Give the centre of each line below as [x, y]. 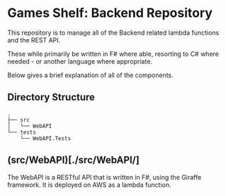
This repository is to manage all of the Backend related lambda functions [113, 33]
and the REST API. [34, 40]
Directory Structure [51, 97]
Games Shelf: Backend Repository [110, 13]
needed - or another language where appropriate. [80, 61]
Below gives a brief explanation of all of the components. [90, 75]
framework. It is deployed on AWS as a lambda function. [89, 185]
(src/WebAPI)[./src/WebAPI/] [73, 160]
